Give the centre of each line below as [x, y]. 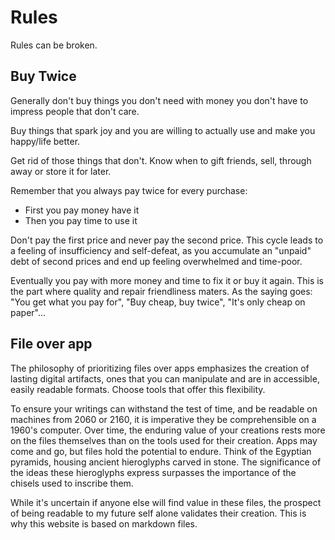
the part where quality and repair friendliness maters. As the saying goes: [161, 291]
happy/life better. [45, 141]
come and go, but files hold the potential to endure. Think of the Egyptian [161, 451]
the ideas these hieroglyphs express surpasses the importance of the [153, 472]
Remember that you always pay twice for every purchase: [129, 190]
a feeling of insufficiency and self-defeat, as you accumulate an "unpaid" [161, 250]
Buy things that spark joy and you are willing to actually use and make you [163, 130]
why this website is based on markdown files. [104, 523]
